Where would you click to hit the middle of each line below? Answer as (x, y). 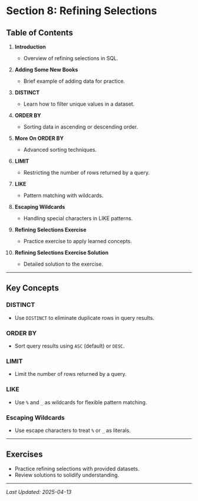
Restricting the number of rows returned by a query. (87, 173)
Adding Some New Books (46, 70)
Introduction (30, 47)
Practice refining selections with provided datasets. (77, 469)
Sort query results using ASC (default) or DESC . (70, 346)
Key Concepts (32, 288)
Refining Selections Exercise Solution (62, 253)
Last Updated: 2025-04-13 (39, 492)
